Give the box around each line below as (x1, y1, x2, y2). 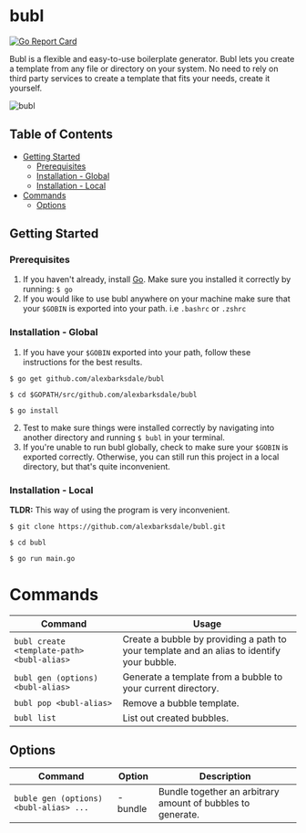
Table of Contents (9, 127, 114, 142)
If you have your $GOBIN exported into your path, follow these (22, 346, 251, 357)
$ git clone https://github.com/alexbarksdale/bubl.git (9, 522, 226, 532)
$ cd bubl (9, 538, 47, 548)
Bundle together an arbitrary (158, 785, 280, 797)
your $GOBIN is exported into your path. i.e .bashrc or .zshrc (22, 303, 247, 314)
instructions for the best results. (22, 356, 143, 367)
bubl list (14, 712, 56, 722)
